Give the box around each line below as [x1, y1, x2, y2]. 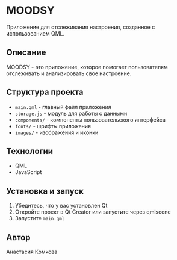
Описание [6, 48, 46, 58]
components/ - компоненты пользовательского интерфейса [14, 116, 166, 123]
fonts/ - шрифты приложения [14, 122, 92, 129]
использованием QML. [6, 29, 65, 37]
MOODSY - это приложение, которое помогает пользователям [6, 63, 169, 70]
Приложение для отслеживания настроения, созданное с [6, 23, 155, 31]
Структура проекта [6, 87, 84, 97]
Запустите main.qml [14, 215, 65, 222]
